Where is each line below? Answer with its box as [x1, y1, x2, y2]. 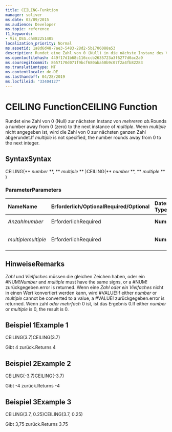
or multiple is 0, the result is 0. [5, 306, 69, 312]
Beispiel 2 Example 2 [5, 359, 72, 368]
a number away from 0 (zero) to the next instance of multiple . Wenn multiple [5, 124, 166, 130]
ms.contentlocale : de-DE [5, 70, 58, 75]
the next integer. [5, 139, 40, 146]
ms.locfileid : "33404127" [5, 79, 60, 84]
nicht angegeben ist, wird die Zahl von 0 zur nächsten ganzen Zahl [5, 129, 146, 135]
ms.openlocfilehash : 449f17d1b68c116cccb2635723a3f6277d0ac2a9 [5, 55, 143, 60]
